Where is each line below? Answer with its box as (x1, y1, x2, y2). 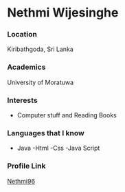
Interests (7, 95, 38, 105)
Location (7, 30, 38, 39)
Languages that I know (7, 128, 84, 137)
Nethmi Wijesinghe (7, 5, 119, 21)
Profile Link (7, 161, 46, 171)
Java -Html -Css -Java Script (16, 144, 100, 153)
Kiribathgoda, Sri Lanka (7, 45, 73, 53)
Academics (7, 62, 46, 72)
